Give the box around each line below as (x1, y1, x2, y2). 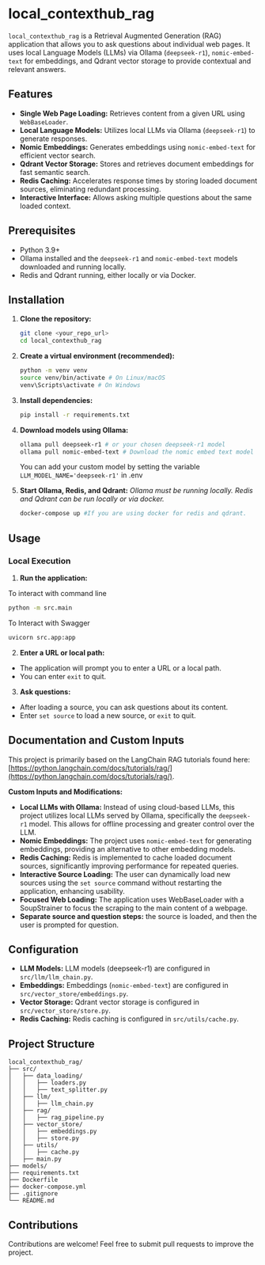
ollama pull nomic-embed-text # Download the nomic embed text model (19, 448, 255, 456)
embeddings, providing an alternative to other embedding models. (19, 844, 236, 853)
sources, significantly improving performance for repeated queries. (19, 860, 239, 871)
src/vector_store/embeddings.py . (19, 989, 129, 998)
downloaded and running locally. (19, 262, 127, 272)
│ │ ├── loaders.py (8, 1079, 87, 1087)
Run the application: (19, 573, 89, 583)
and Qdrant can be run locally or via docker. (19, 494, 165, 503)
